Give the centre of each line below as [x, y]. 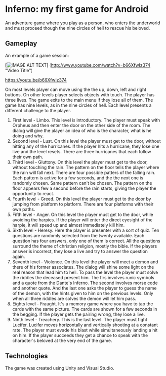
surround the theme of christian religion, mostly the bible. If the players [84, 246]
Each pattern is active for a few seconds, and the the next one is [78, 178]
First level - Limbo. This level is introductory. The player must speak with [86, 120]
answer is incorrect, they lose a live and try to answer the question [80, 251]
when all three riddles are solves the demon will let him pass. [74, 298]
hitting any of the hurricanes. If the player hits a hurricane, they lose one [86, 146]
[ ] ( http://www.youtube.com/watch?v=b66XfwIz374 [78, 65]
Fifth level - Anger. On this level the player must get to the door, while [83, 214]
